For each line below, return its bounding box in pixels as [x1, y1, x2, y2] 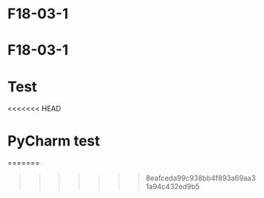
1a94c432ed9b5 [146, 182, 200, 192]
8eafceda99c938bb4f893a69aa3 [146, 173, 256, 183]
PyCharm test [7, 132, 100, 149]
